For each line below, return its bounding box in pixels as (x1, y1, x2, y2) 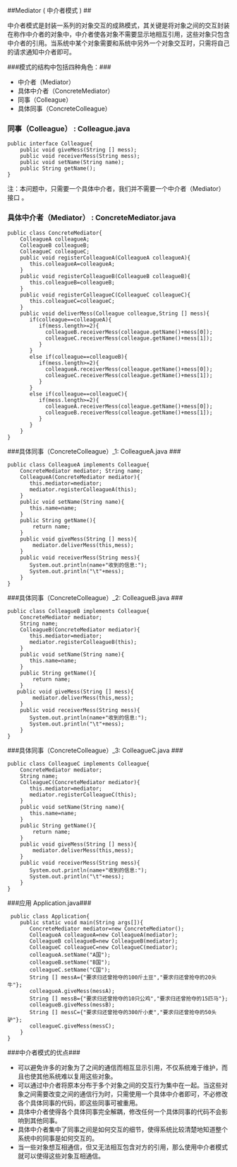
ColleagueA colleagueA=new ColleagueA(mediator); (29, 931, 178, 938)
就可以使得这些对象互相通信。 (17, 1151, 104, 1160)
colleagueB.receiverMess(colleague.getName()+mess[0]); (44, 328, 213, 335)
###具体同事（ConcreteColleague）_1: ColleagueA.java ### (7, 447, 181, 455)
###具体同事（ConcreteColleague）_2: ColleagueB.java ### (7, 593, 183, 602)
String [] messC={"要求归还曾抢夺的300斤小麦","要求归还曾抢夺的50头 (29, 1008, 217, 1016)
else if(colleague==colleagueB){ (29, 353, 128, 360)
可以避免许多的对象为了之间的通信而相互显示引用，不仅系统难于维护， (17, 1063, 222, 1071)
